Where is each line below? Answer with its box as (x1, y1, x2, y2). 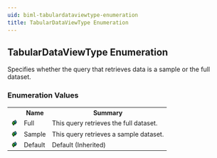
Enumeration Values (7, 90, 79, 100)
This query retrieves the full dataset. (52, 119, 158, 127)
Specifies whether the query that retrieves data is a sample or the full (7, 65, 211, 74)
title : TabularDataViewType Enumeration (7, 19, 129, 26)
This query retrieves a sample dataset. (52, 130, 164, 138)
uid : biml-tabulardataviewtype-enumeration (7, 11, 139, 19)
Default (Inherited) (52, 140, 106, 149)
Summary (92, 109, 123, 117)
